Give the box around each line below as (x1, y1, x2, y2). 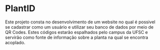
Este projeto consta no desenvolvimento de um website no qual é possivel (5, 19, 156, 25)
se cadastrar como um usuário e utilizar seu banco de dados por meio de (5, 24, 154, 30)
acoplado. (5, 39, 26, 45)
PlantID (5, 3, 35, 14)
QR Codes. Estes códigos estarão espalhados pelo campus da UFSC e (5, 29, 148, 35)
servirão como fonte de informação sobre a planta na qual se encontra (5, 34, 149, 40)
